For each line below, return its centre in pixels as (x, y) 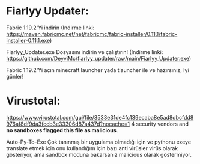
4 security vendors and (160, 124)
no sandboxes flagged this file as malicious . (62, 130)
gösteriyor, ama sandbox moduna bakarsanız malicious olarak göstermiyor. (99, 154)
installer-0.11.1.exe (28, 40)
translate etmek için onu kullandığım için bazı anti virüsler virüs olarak (92, 148)
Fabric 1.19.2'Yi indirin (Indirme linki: (50, 28)
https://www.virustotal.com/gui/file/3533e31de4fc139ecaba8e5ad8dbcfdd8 (100, 117)
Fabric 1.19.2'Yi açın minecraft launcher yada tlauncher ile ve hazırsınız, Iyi (98, 70)
